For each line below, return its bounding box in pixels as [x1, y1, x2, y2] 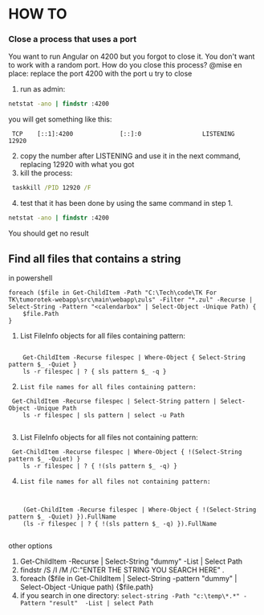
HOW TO [8, 5, 67, 23]
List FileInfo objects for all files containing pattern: [19, 330, 186, 340]
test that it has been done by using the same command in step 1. [19, 199, 234, 208]
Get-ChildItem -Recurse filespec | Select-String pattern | [11, 397, 217, 405]
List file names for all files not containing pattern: [19, 478, 211, 486]
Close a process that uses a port [8, 34, 137, 45]
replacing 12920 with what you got [19, 160, 135, 170]
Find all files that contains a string [8, 252, 181, 265]
